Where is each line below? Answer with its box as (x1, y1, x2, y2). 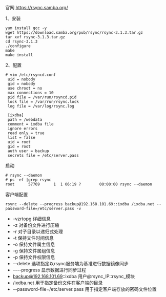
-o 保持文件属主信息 (12, 241, 55, 247)
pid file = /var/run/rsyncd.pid (7, 95, 77, 100)
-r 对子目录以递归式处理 (12, 228, 63, 235)
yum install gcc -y (5, 26, 47, 31)
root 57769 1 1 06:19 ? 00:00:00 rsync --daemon (5, 182, 153, 187)
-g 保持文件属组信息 (12, 248, 55, 253)
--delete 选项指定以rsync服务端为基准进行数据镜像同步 (12, 261, 129, 266)
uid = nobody (7, 77, 36, 82)
